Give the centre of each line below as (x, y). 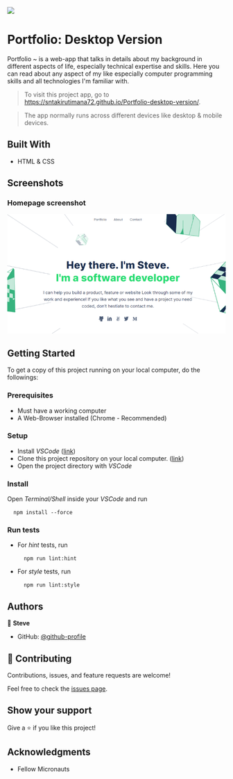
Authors (25, 606)
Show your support (50, 711)
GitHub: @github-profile (52, 637)
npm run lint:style (52, 585)
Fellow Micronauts (43, 769)
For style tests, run (44, 572)
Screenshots (35, 183)
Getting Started (41, 353)
